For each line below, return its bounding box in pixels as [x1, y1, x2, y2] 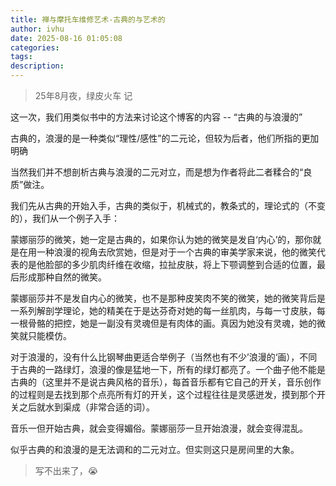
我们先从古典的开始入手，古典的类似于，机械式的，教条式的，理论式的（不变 [10, 200, 326, 211]
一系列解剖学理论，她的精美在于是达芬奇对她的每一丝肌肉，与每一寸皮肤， [10, 305, 317, 316]
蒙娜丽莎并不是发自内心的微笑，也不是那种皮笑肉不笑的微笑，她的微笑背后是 [10, 292, 326, 304]
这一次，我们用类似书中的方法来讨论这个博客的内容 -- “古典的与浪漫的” [10, 111, 303, 123]
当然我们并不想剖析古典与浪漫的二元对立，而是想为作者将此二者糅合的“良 [10, 166, 313, 178]
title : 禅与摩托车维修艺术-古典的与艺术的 [10, 14, 166, 25]
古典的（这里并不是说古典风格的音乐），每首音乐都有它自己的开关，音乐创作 [10, 376, 322, 388]
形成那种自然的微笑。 [18, 271, 107, 283]
